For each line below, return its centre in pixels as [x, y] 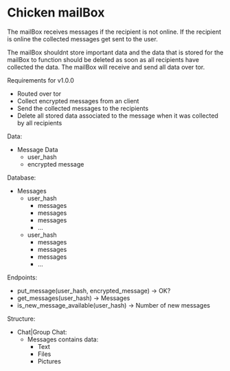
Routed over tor [39, 94]
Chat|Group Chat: [42, 332]
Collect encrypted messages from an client [78, 100]
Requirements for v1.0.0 [41, 80]
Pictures [49, 361]
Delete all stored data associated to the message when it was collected [117, 116]
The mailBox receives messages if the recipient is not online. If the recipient [114, 32]
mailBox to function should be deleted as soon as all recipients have [103, 59]
